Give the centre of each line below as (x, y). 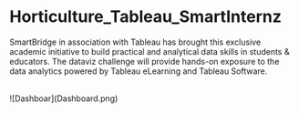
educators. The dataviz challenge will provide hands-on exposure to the (144, 61)
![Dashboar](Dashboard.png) (64, 98)
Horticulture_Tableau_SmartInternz (146, 17)
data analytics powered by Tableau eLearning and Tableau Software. (139, 71)
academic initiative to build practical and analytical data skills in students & (149, 51)
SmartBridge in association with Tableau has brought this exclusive (135, 42)
